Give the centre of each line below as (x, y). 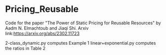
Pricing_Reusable (42, 9)
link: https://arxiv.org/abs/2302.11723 (42, 33)
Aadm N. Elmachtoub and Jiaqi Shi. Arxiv (47, 28)
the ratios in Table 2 (25, 48)
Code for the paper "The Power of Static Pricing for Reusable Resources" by (83, 23)
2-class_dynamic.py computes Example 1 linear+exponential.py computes (81, 43)
